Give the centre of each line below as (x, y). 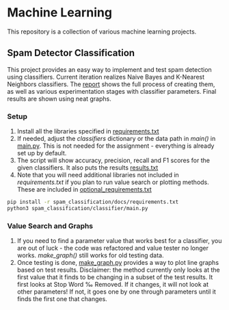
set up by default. (42, 153)
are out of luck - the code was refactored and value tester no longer (112, 248)
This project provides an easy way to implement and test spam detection (109, 69)
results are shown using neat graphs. (59, 99)
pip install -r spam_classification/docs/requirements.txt (93, 202)
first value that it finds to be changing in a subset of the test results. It (115, 277)
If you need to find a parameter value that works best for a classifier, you (119, 241)
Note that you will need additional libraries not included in (98, 175)
